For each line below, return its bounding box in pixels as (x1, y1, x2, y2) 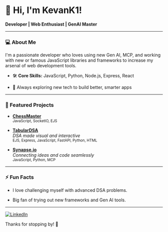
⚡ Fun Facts (5, 174, 34, 181)
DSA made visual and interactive (12, 133, 80, 139)
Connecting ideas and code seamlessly (12, 152, 94, 158)
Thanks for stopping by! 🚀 (5, 221, 58, 227)
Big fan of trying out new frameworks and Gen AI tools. (12, 197, 126, 203)
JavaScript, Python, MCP (12, 157, 56, 162)
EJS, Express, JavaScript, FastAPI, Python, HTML (12, 138, 97, 143)
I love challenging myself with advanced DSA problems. (12, 187, 127, 193)
